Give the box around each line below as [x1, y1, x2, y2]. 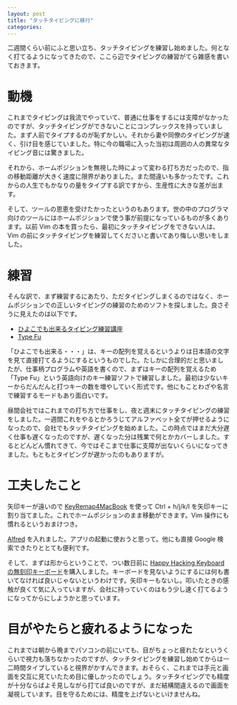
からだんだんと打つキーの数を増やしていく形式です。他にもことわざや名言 [13, 382, 229, 391]
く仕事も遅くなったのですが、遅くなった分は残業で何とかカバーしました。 [7, 433, 224, 441]
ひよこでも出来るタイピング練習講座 [17, 325, 123, 333]
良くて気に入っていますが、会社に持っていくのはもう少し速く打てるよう [19, 585, 229, 594]
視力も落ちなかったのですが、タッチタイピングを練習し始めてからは [25, 655, 224, 663]
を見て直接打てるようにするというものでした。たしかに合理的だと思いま [7, 356, 218, 364]
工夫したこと [7, 477, 83, 493]
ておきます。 [7, 61, 44, 70]
